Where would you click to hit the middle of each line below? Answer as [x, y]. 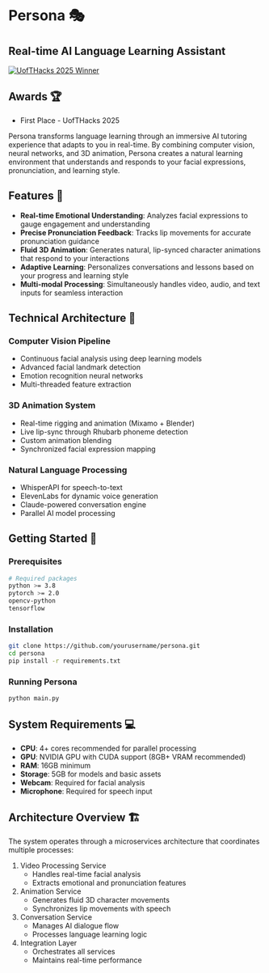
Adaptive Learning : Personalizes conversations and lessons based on [137, 267]
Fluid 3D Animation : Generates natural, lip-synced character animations [140, 250]
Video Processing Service [63, 865]
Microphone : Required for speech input [86, 791]
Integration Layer [48, 942]
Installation [31, 629]
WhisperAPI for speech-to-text [71, 487]
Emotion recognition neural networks [82, 376]
